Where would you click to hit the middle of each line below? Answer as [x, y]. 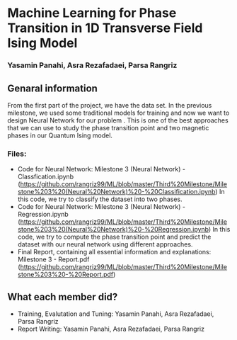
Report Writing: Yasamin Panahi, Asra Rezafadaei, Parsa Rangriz [111, 329]
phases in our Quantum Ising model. [60, 135]
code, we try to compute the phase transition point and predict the [114, 237]
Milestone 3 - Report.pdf [53, 259]
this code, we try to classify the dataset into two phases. [100, 199]
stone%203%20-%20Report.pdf [65, 275]
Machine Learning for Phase [92, 13]
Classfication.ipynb [46, 177]
